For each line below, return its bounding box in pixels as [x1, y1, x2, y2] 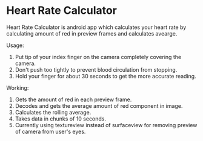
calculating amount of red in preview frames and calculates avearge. [6, 30, 178, 37]
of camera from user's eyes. [15, 128, 86, 135]
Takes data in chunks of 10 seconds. [15, 115, 107, 122]
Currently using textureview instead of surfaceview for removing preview [15, 121, 198, 128]
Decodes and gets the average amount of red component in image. [15, 102, 183, 109]
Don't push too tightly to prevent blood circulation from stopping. [15, 66, 178, 73]
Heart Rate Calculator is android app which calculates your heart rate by [6, 23, 187, 31]
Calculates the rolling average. [15, 108, 92, 116]
